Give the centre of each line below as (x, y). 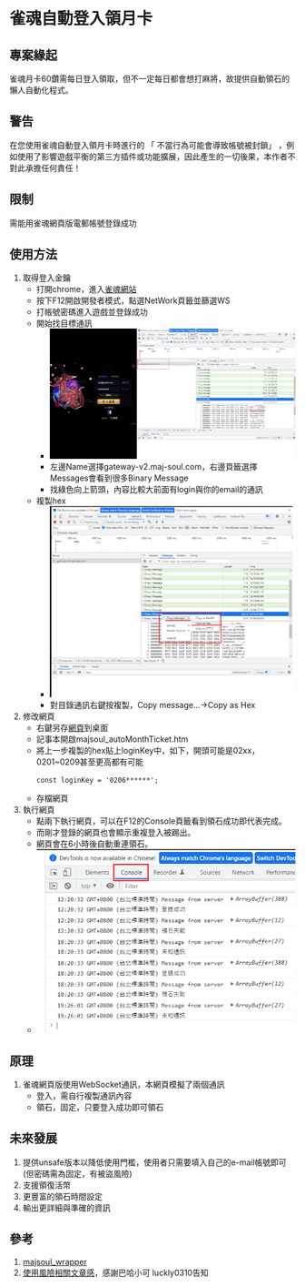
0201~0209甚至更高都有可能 (89, 762)
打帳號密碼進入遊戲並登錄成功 (92, 312)
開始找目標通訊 (64, 323)
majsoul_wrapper (55, 1262)
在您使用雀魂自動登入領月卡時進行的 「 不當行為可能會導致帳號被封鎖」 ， (148, 145)
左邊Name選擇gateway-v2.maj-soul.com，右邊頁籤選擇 (153, 467)
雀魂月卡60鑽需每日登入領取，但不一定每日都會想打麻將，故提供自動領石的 (150, 79)
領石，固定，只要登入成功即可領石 (100, 1107)
